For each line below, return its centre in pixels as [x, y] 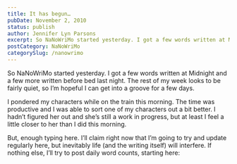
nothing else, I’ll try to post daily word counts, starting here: [94, 153]
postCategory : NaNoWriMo [44, 46]
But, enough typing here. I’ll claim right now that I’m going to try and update [117, 137]
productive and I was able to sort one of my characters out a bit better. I [112, 109]
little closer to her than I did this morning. [67, 124]
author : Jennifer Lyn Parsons [52, 33]
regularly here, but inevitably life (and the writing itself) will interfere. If [109, 145]
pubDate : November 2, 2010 [47, 20]
